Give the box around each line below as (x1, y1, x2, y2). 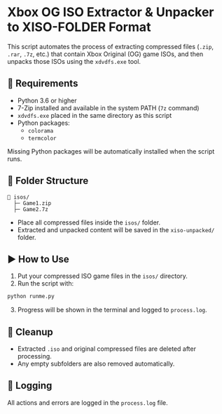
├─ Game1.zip (13, 199, 52, 207)
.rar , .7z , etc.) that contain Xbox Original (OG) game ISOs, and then (7, 50, 204, 58)
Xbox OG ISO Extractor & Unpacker (7, 4, 214, 20)
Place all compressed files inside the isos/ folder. (17, 218, 161, 227)
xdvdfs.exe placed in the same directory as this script (17, 111, 172, 119)
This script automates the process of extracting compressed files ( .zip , (7, 42, 214, 51)
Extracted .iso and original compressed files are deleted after (17, 345, 196, 353)
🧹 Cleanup (7, 326, 54, 338)
